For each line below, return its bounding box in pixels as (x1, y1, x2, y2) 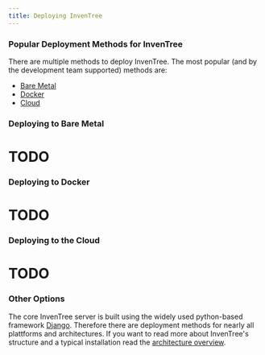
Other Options (8, 293, 65, 304)
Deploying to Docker (8, 176, 90, 188)
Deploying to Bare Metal (8, 118, 105, 129)
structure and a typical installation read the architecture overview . (8, 337, 226, 347)
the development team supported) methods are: (8, 65, 168, 75)
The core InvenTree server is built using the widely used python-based (8, 312, 243, 321)
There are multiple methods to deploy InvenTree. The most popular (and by (8, 56, 258, 66)
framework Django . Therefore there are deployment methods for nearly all (8, 320, 255, 330)
